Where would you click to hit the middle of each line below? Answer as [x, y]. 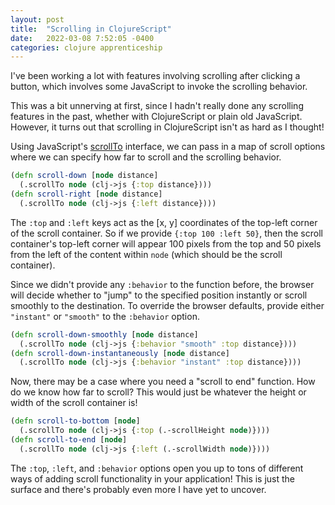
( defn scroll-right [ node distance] [86, 194]
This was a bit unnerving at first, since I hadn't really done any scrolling [157, 106]
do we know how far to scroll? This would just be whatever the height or [158, 392]
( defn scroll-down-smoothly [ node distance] [104, 334]
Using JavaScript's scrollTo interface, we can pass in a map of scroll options [168, 147]
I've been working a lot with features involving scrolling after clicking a [155, 76]
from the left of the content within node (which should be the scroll [146, 254]
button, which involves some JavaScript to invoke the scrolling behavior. [159, 87]
